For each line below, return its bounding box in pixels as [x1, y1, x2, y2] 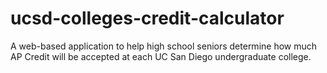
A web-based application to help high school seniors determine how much [10, 40, 318, 52]
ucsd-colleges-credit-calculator [10, 7, 285, 30]
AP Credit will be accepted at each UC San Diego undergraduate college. [10, 50, 312, 62]
